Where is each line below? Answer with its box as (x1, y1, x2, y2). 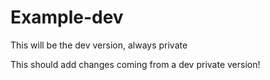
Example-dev (10, 6, 124, 29)
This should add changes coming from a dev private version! (10, 58, 261, 70)
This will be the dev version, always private (10, 39, 188, 51)
